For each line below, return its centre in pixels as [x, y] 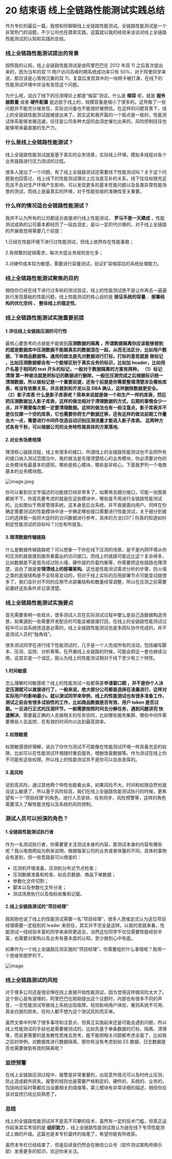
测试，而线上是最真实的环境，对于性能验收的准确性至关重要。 [79, 191]
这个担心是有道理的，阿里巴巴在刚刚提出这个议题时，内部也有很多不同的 [81, 999]
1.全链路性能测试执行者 [29, 832]
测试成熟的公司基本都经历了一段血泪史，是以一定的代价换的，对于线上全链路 [86, 224]
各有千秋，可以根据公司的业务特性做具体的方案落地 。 [66, 427]
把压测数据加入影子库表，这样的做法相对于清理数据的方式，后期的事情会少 [84, 401]
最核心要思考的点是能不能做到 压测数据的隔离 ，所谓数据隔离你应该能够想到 [84, 343]
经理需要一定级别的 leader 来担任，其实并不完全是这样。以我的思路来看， [83, 925]
